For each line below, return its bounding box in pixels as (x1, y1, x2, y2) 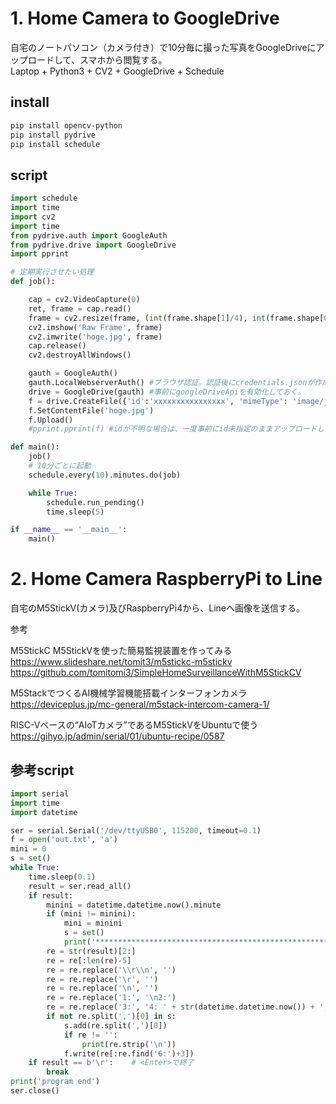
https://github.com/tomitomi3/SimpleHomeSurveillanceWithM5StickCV (10, 667, 302, 679)
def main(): (10, 442, 60, 452)
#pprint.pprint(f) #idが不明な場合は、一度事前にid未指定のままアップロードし (28, 424, 325, 434)
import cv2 (10, 212, 56, 222)
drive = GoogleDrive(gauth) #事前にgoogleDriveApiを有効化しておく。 (28, 387, 306, 397)
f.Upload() (28, 415, 74, 425)
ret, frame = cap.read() (28, 303, 132, 314)
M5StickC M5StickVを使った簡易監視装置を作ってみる (10, 645, 233, 657)
